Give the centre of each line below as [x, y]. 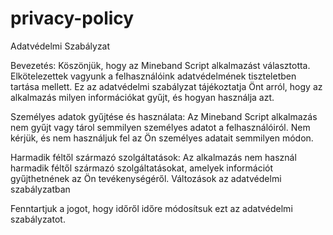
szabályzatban [40, 189]
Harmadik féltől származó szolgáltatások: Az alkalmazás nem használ [153, 157]
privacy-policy [72, 18]
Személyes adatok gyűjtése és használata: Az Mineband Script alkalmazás [164, 116]
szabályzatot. [38, 219]
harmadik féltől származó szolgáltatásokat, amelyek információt [142, 168]
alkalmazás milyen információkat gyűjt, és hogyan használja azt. [142, 97]
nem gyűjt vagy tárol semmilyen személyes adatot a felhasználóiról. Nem [160, 127]
